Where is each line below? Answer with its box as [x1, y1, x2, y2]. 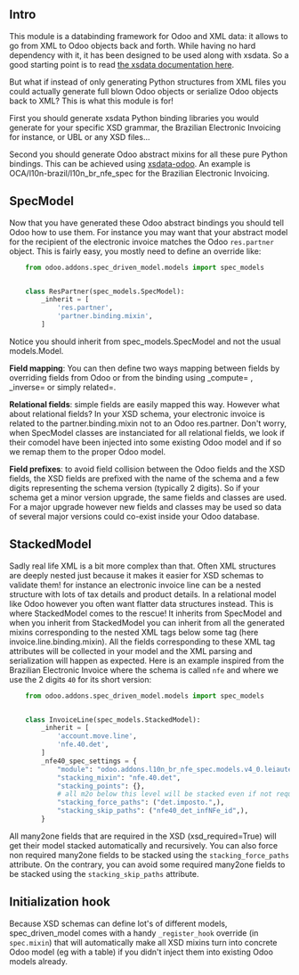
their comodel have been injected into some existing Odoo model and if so [9, 437, 282, 447]
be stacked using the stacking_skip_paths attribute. [9, 868, 199, 879]
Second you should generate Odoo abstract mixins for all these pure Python [9, 149, 287, 160]
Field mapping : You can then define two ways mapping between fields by [9, 363, 280, 373]
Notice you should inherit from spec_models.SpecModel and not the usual [9, 336, 281, 347]
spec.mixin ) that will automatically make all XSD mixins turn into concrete [9, 937, 278, 947]
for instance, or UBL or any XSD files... [9, 131, 150, 142]
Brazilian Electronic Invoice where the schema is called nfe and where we [9, 664, 279, 676]
